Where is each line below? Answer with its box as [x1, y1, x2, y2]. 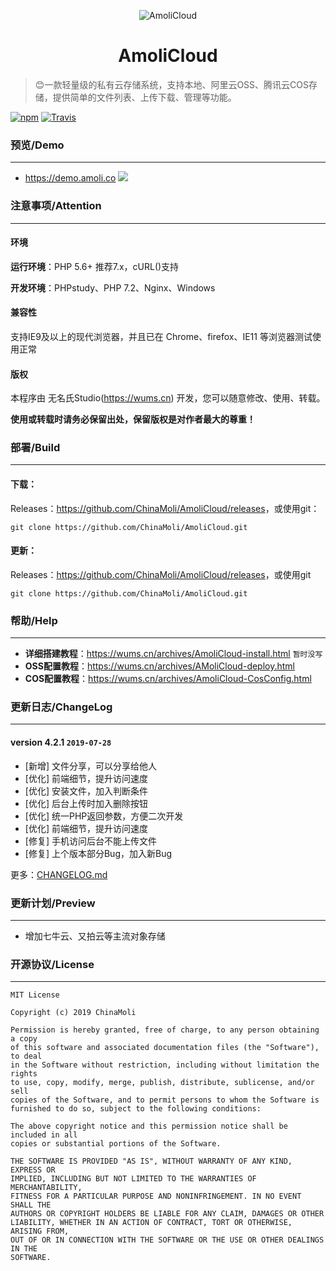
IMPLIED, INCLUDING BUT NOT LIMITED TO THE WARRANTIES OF [10, 1174, 257, 1184]
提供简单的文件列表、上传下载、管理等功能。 [52, 91, 237, 103]
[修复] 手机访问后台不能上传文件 [24, 835, 157, 847]
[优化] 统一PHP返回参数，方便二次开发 [24, 810, 184, 822]
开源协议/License [10, 957, 95, 971]
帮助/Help [10, 613, 58, 627]
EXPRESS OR [10, 1165, 56, 1175]
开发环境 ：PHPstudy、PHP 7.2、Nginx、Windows [10, 281, 216, 294]
